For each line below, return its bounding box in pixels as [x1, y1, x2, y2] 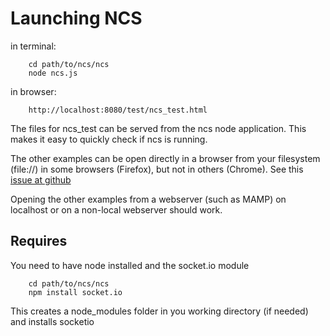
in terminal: [10, 40, 57, 52]
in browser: [10, 85, 57, 97]
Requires [10, 233, 68, 250]
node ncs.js [28, 68, 78, 78]
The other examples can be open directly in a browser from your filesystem [10, 152, 321, 164]
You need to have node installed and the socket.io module [10, 259, 250, 271]
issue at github [10, 173, 72, 186]
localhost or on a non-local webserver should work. [10, 203, 223, 216]
